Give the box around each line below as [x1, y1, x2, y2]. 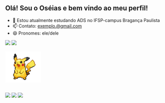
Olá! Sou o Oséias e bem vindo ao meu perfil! [5, 4, 148, 12]
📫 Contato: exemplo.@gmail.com [12, 22, 82, 29]
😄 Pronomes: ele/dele [12, 30, 59, 36]
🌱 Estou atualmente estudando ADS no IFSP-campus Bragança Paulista [12, 17, 160, 23]
